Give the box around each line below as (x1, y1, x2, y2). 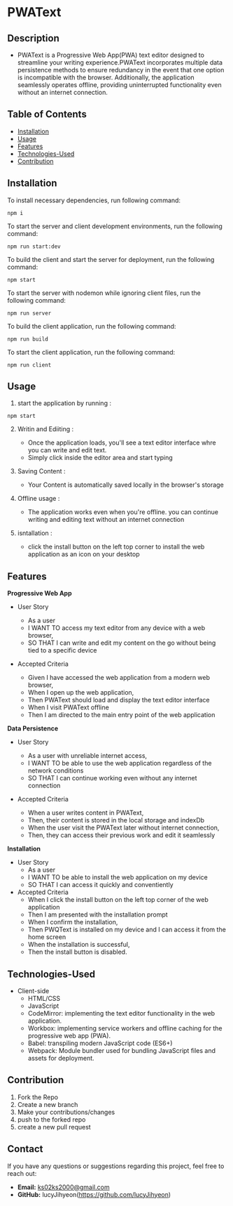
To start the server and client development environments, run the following (7, 222, 223, 230)
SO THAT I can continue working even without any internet (27, 774, 197, 782)
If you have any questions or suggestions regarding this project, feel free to (7, 1162, 225, 1170)
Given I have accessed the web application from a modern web (27, 674, 211, 682)
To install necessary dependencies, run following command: (7, 196, 181, 204)
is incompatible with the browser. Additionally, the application (17, 73, 195, 81)
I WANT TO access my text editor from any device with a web (27, 624, 205, 632)
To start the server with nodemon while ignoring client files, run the (7, 289, 201, 297)
